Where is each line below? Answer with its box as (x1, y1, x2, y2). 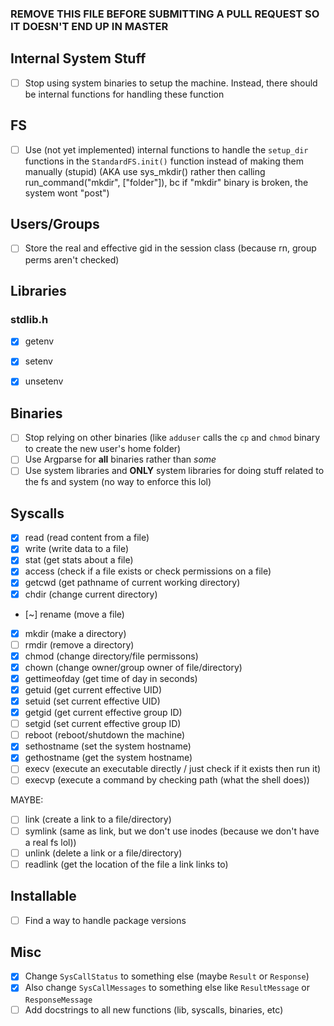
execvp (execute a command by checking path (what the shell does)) (24, 774, 310, 786)
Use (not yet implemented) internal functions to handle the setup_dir (24, 143, 309, 156)
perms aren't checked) (24, 253, 120, 266)
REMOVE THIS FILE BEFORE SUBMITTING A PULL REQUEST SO (10, 7, 320, 21)
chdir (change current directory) (24, 588, 158, 600)
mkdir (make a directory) (24, 627, 127, 639)
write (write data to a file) (24, 543, 130, 555)
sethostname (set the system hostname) (24, 740, 192, 752)
